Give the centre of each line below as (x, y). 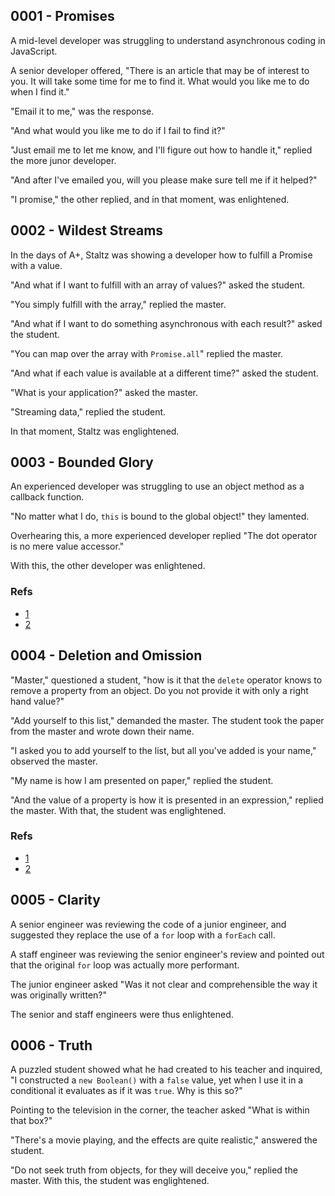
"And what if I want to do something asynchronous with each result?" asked (166, 323)
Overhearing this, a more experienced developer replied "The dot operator (164, 536)
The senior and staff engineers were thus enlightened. (122, 1014)
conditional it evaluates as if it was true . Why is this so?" (126, 1091)
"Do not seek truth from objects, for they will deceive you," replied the (154, 1170)
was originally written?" (58, 995)
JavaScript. (34, 51)
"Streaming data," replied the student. (88, 411)
